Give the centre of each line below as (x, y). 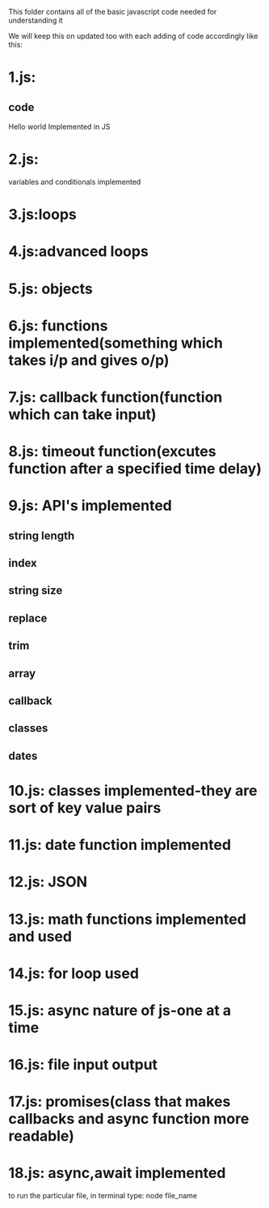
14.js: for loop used (74, 973)
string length (42, 535)
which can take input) (82, 414)
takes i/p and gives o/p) (89, 360)
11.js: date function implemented (120, 845)
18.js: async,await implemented (117, 1173)
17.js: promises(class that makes (120, 1102)
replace (28, 618)
